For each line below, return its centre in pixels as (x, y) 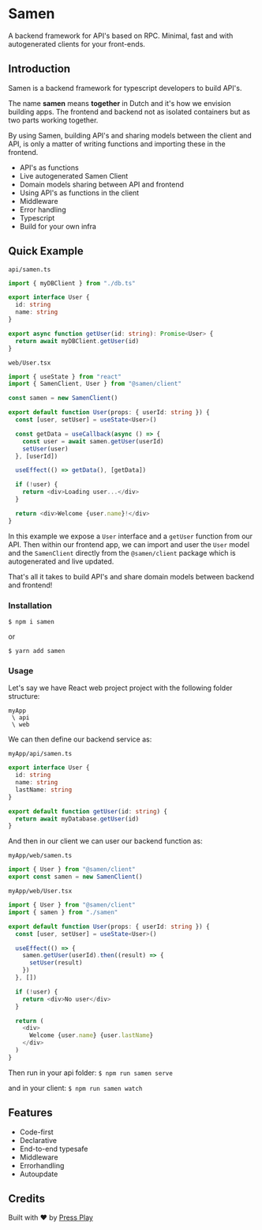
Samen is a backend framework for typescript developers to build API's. (125, 88)
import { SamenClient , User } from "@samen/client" (95, 384)
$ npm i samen (32, 621)
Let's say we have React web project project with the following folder (120, 688)
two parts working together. (53, 120)
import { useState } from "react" (65, 376)
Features (30, 1113)
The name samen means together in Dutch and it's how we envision (120, 103)
